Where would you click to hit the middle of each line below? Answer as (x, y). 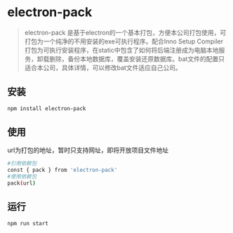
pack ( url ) (22, 183)
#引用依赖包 (22, 164)
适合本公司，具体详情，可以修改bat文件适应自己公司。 (103, 67)
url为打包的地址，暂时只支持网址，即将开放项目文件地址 (88, 150)
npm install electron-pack (47, 108)
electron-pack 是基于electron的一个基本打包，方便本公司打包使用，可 (125, 32)
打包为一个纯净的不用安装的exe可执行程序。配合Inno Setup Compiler (124, 41)
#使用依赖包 (22, 177)
